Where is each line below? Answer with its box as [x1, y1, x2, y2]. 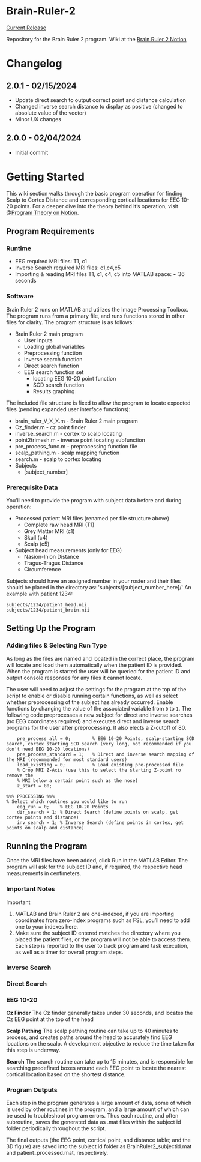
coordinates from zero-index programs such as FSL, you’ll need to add [14, 917, 190, 924]
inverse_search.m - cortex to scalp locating [14, 430, 122, 437]
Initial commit [14, 149, 49, 156]
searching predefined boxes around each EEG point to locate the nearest [6, 1064, 187, 1071]
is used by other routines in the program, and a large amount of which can [6, 1106, 190, 1113]
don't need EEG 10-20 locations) [6, 746, 90, 752]
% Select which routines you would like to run [6, 798, 128, 805]
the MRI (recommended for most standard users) [6, 756, 128, 763]
